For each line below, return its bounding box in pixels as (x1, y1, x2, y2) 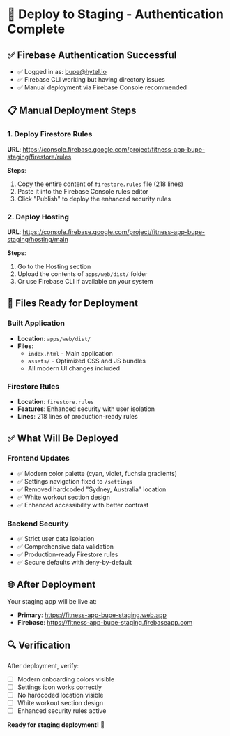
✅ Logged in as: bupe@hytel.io (17, 68, 107, 75)
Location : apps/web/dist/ (17, 334, 91, 342)
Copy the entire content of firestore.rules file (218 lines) (17, 180, 183, 188)
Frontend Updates (7, 454, 70, 463)
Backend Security (7, 519, 69, 528)
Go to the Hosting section (17, 262, 91, 270)
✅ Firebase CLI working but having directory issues (17, 75, 165, 83)
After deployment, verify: (7, 661, 79, 670)
